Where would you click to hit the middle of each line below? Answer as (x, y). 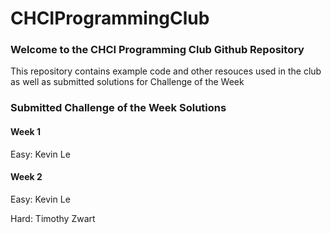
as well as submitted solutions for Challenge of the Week (127, 82)
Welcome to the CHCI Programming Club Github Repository (157, 50)
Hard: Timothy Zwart (53, 218)
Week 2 (26, 177)
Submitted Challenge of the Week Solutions (118, 108)
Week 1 (25, 131)
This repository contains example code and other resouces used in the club (166, 71)
